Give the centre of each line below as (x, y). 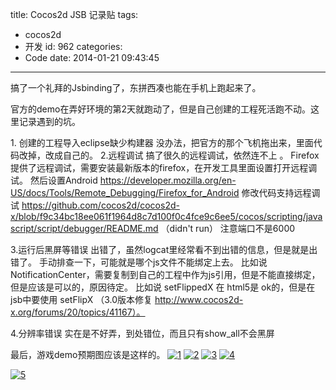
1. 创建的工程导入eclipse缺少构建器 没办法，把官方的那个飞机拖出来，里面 (162, 142)
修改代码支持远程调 (281, 192)
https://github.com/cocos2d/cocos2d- (100, 205)
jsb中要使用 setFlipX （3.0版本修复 (81, 299)
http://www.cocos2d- (199, 299)
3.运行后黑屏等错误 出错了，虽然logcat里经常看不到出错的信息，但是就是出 (164, 249)
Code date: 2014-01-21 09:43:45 (92, 57)
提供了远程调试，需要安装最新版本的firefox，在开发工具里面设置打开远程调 (164, 167)
